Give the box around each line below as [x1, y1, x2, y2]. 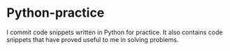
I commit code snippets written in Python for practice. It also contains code [6, 28, 223, 36]
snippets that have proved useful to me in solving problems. [6, 35, 179, 43]
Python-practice [6, 5, 105, 21]
